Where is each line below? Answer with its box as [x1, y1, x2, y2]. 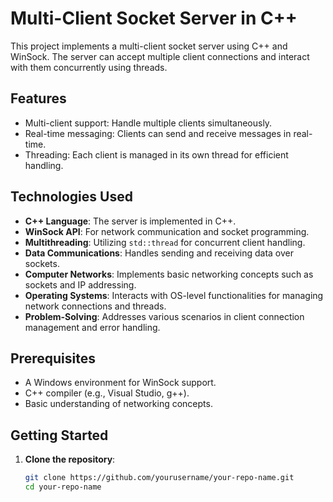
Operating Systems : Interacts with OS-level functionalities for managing [24, 289, 324, 301]
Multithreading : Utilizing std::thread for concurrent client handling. [24, 236, 306, 248]
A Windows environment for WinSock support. [24, 377, 217, 389]
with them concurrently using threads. [10, 61, 168, 73]
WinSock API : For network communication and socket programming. [24, 225, 310, 237]
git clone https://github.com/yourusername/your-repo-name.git [24, 473, 295, 483]
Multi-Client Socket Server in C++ [10, 7, 298, 30]
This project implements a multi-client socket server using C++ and [10, 40, 288, 52]
